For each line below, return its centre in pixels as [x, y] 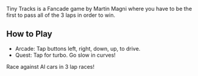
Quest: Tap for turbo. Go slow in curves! [65, 55]
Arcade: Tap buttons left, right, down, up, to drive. [78, 48]
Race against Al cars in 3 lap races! [51, 66]
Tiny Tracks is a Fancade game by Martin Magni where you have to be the [99, 9]
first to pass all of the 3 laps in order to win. [61, 15]
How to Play [30, 34]
